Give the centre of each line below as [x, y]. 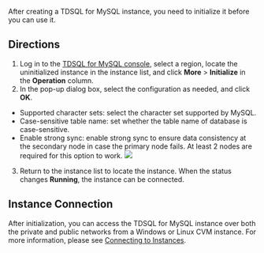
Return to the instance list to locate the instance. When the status [126, 171]
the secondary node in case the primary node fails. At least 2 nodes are [136, 146]
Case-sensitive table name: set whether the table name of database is [133, 121]
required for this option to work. [71, 155]
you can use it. [32, 20]
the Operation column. [57, 80]
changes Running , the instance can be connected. [102, 179]
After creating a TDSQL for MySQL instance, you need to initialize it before [129, 11]
